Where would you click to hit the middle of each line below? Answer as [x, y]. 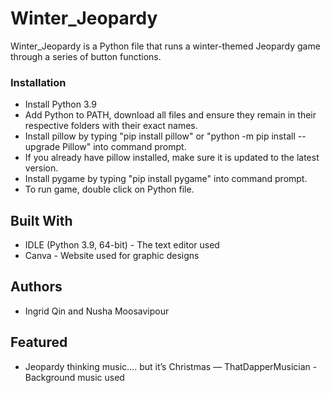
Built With [41, 220]
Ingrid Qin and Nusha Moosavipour [97, 311]
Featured [39, 342]
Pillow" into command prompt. [124, 147]
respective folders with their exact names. [111, 126]
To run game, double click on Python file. [109, 189]
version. [41, 168]
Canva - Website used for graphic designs [112, 256]
